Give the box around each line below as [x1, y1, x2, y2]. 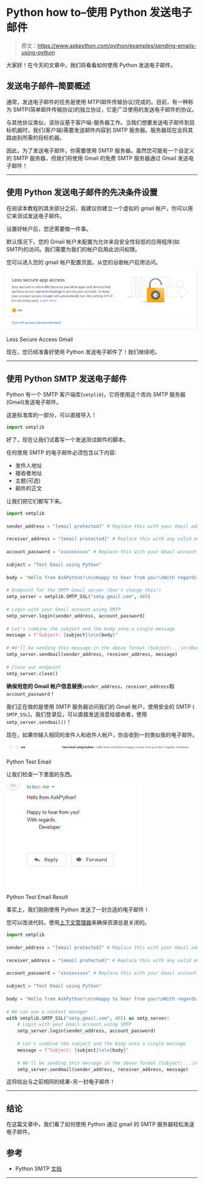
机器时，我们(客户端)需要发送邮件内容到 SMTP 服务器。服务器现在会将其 [11, 126, 193, 134]
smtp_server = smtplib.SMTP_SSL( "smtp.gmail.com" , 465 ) [6, 594, 151, 600]
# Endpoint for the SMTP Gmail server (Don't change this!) [6, 587, 162, 593]
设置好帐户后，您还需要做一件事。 [6, 225, 92, 232]
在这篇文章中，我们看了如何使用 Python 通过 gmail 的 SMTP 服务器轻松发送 [6, 1121, 195, 1128]
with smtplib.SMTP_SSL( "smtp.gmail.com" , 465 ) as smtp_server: [6, 1015, 170, 1021]
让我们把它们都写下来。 [6, 497, 65, 504]
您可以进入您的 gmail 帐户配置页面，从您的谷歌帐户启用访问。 [6, 258, 161, 266]
